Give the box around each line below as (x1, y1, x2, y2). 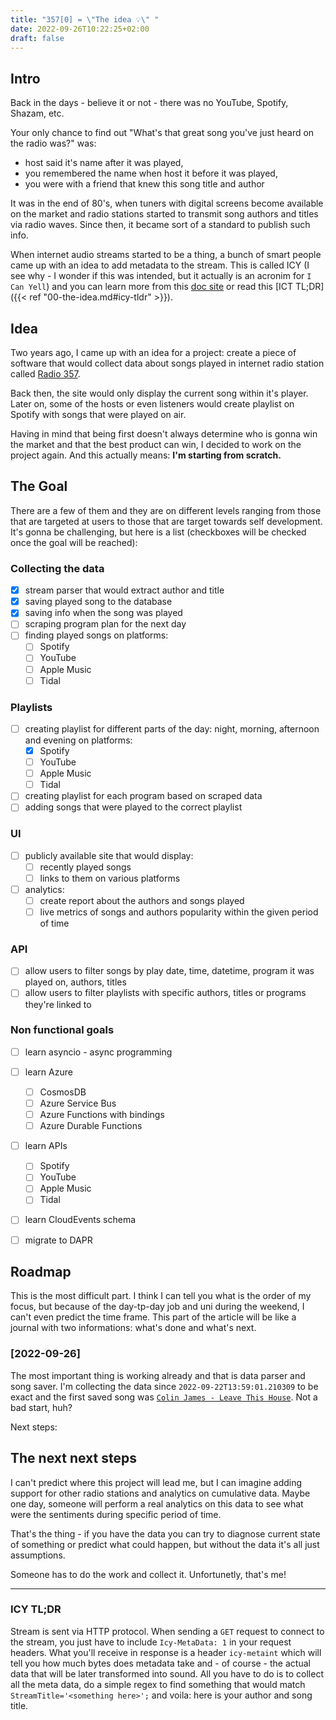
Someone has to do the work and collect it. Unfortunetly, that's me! (10, 1568, 287, 1580)
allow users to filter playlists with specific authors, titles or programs (24, 987, 307, 999)
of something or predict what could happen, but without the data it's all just (10, 1538, 320, 1550)
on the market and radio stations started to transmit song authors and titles (10, 208, 319, 220)
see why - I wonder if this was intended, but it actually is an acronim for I (10, 270, 312, 282)
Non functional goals (10, 1023, 115, 1037)
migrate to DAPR (24, 1234, 93, 1246)
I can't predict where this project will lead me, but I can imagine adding (10, 1476, 303, 1488)
